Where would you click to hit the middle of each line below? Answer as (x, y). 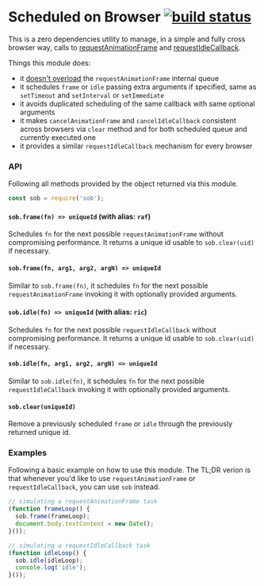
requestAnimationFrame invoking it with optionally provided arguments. (123, 293)
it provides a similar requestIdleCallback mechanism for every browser (136, 146)
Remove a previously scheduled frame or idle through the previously (121, 424)
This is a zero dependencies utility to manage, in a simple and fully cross (127, 39)
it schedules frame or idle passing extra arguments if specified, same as (138, 87)
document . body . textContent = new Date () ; (85, 524)
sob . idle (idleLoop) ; (49, 561)
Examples (28, 453)
